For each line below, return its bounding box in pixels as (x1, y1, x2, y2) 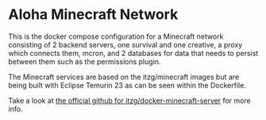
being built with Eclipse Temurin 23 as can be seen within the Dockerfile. (8, 81, 246, 90)
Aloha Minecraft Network (8, 6, 179, 24)
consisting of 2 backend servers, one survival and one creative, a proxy (8, 39, 243, 49)
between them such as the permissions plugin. (8, 57, 161, 66)
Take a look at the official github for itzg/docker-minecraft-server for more (8, 96, 252, 105)
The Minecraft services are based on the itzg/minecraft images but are (8, 72, 240, 81)
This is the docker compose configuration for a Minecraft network (8, 32, 224, 41)
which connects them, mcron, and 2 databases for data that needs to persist (8, 48, 259, 58)
